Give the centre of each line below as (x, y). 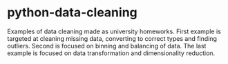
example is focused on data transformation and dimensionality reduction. (111, 53)
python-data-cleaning (72, 13)
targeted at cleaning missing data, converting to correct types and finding (112, 38)
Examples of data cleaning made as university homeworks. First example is (114, 31)
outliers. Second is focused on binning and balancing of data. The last (107, 46)
